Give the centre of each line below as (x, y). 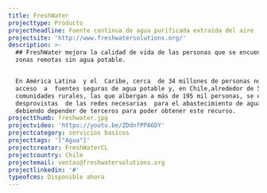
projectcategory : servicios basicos (69, 133)
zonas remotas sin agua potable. (71, 60)
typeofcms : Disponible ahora (56, 177)
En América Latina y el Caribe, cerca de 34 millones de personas (133, 81)
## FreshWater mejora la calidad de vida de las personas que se (126, 52)
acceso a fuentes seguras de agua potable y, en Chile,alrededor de (135, 88)
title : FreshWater (39, 15)
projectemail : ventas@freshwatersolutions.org (87, 162)
